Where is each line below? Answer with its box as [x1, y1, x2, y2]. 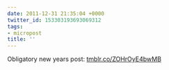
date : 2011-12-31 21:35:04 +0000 [7, 10, 105, 17]
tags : [7, 23, 23, 30]
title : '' [7, 36, 36, 43]
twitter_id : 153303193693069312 [7, 17, 101, 24]
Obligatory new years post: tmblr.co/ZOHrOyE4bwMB [7, 55, 162, 63]
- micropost [7, 29, 42, 37]
